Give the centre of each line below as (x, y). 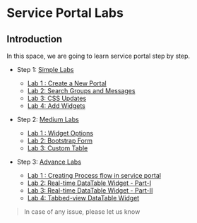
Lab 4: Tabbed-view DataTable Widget (83, 198)
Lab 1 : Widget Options (60, 133)
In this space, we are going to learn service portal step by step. (98, 56)
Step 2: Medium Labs (48, 119)
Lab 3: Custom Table (58, 148)
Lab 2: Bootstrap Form (60, 140)
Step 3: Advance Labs (49, 162)
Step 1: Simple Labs (46, 70)
